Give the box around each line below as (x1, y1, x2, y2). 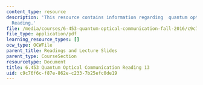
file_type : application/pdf (6, 31, 77, 37)
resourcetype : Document (6, 59, 66, 65)
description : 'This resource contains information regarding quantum (6, 14, 188, 20)
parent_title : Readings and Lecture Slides (6, 48, 118, 54)
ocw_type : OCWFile (6, 42, 53, 48)
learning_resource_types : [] (6, 37, 80, 42)
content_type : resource (6, 8, 66, 15)
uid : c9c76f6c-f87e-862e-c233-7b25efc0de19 (6, 70, 118, 76)
